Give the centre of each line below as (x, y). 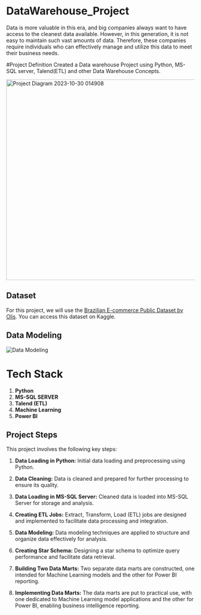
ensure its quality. (36, 485)
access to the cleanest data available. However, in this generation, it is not (98, 34)
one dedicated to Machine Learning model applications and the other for (104, 599)
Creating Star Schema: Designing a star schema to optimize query (97, 551)
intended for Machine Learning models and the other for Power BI (96, 575)
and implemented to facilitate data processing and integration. (92, 521)
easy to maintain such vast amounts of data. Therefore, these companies (96, 40)
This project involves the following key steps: (62, 449)
